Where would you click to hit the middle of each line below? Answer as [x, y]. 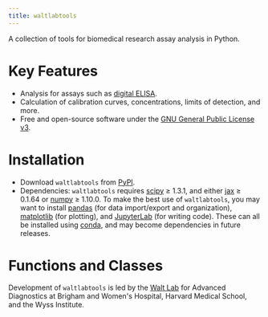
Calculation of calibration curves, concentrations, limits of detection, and [140, 102]
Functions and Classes [85, 265]
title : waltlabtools [43, 16]
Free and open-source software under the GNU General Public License [137, 119]
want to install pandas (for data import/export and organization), [126, 207]
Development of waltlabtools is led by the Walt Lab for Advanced [117, 288]
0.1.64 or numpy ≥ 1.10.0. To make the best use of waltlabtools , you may [140, 199]
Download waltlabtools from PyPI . [77, 182]
